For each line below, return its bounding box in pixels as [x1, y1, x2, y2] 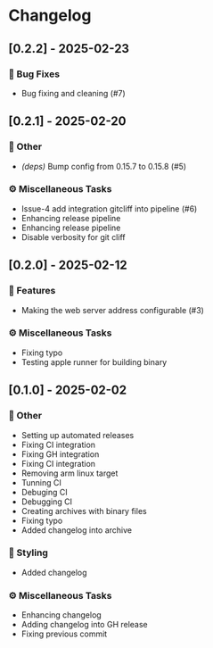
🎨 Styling [8, 546, 48, 559]
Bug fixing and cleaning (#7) [20, 87, 126, 98]
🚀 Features [8, 285, 56, 297]
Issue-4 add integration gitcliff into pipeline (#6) [20, 203, 198, 214]
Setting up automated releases [20, 429, 135, 440]
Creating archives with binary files [20, 505, 148, 516]
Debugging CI [20, 496, 73, 507]
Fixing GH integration [20, 448, 100, 460]
